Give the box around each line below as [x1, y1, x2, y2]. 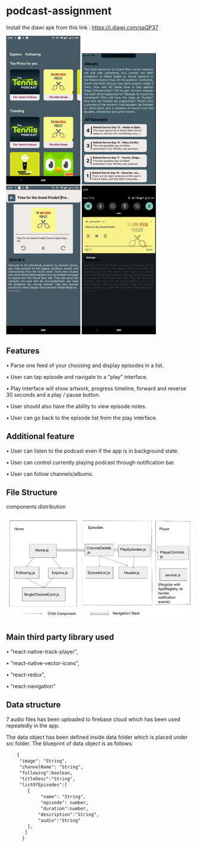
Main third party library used [6, 632, 114, 642]
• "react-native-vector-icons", [6, 659, 80, 667]
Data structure [6, 700, 61, 710]
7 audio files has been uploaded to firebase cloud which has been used [6, 716, 181, 723]
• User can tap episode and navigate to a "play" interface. [6, 373, 148, 380]
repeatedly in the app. [6, 721, 60, 729]
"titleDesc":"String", [19, 776, 76, 782]
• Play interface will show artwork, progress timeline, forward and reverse [6, 385, 187, 392]
